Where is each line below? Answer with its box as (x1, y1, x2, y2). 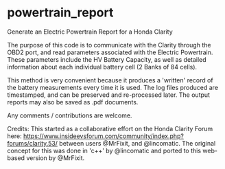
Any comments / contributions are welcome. (7, 111, 132, 120)
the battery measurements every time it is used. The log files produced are (7, 83, 218, 91)
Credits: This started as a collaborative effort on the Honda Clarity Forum (7, 124, 213, 133)
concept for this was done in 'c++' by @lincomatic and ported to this (7, 146, 201, 155)
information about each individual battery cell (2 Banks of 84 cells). (7, 63, 198, 71)
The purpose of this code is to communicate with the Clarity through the (7, 41, 211, 49)
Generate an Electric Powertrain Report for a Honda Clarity (7, 27, 173, 36)
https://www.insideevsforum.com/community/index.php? (23, 132, 184, 140)
